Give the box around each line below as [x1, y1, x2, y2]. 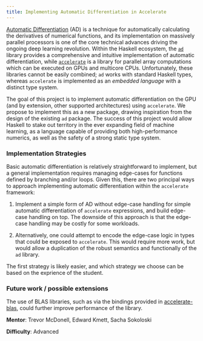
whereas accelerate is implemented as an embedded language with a [6, 77, 181, 84]
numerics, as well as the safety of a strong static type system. [6, 134, 161, 141]
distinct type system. [6, 83, 59, 91]
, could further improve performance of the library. [16, 305, 143, 312]
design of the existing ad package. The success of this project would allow [6, 115, 193, 122]
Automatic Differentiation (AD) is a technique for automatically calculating [6, 25, 190, 33]
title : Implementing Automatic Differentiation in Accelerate [6, 8, 167, 15]
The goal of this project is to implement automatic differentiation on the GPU [6, 95, 197, 103]
